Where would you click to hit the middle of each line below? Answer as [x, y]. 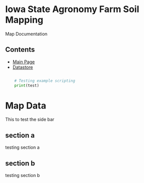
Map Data [26, 105]
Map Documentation [26, 34]
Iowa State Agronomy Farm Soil [72, 9]
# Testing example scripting [45, 81]
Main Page [24, 62]
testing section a [22, 147]
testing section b [23, 175]
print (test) [27, 85]
